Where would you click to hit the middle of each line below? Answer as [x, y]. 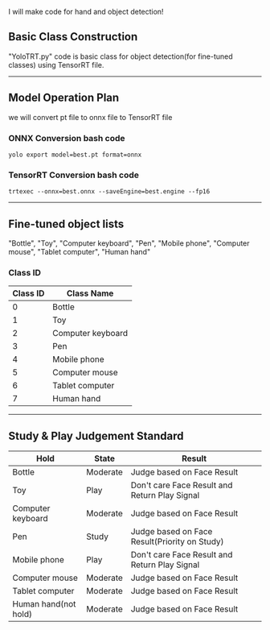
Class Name [90, 293]
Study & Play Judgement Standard [96, 435]
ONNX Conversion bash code [67, 138]
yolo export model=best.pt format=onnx [75, 155]
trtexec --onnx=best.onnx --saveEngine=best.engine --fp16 [109, 192]
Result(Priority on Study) [177, 541]
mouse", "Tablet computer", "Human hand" [80, 252]
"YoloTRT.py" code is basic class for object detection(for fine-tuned [121, 56]
